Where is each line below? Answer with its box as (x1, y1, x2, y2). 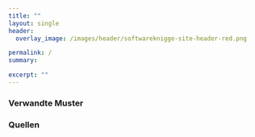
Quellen (8, 118, 40, 130)
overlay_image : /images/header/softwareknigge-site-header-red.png (15, 34, 248, 43)
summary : (8, 56, 38, 64)
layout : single (8, 19, 60, 27)
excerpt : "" (8, 71, 48, 79)
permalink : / (8, 49, 52, 57)
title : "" (8, 11, 42, 20)
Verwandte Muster (8, 98, 84, 109)
